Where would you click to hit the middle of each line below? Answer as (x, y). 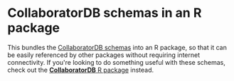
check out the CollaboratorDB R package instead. (81, 70)
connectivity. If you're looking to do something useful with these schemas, (117, 62)
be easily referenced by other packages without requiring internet (104, 55)
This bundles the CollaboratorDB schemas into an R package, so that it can (117, 47)
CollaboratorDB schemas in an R (105, 13)
